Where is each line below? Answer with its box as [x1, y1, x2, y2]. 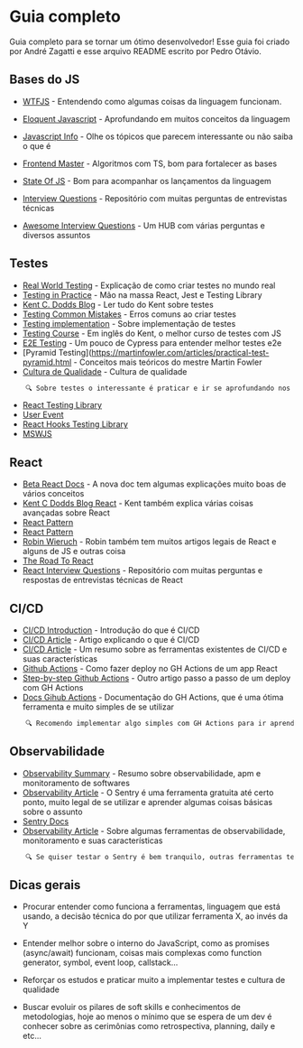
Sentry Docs [22, 815, 69, 827]
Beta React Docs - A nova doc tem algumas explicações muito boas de [22, 478, 287, 489]
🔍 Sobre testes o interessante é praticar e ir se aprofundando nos [25, 384, 291, 393]
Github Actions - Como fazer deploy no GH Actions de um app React [22, 663, 278, 674]
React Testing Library [22, 400, 102, 411]
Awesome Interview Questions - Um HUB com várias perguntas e [22, 219, 266, 231]
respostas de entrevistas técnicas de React [22, 575, 183, 586]
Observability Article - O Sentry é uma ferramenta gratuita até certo [22, 787, 274, 798]
